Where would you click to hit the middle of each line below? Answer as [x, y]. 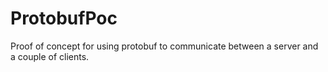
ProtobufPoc [64, 18]
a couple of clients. [50, 56]
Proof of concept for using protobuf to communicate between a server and [164, 46]
